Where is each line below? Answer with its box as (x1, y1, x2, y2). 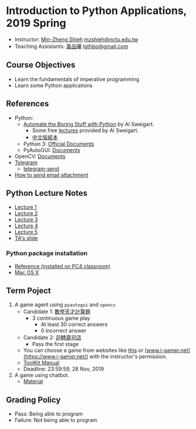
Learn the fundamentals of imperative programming (14, 75, 139, 82)
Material (23, 378, 43, 385)
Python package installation (6, 250, 88, 258)
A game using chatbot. (14, 372, 70, 379)
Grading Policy (6, 395, 61, 404)
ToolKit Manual (23, 359, 60, 366)
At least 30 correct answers (40, 321, 108, 328)
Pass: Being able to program (14, 410, 83, 417)
